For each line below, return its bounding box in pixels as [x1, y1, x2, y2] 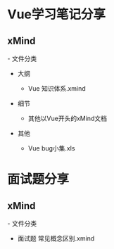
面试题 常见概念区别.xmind [17, 234, 95, 243]
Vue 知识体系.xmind [27, 84, 86, 92]
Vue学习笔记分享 [7, 6, 106, 23]
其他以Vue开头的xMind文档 [27, 114, 108, 122]
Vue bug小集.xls [27, 144, 75, 152]
